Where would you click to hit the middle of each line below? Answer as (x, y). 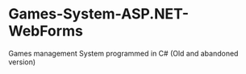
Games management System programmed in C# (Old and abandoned (123, 53)
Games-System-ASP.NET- (99, 14)
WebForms (46, 31)
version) (22, 62)
